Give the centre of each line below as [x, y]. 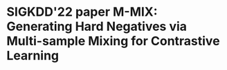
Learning [33, 56]
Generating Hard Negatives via [97, 26]
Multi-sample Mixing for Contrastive [113, 41]
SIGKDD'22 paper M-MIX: [82, 12]
